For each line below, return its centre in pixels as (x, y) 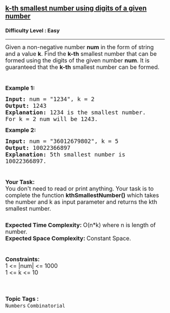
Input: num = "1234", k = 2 (50, 99)
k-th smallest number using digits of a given (76, 8)
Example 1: (20, 88)
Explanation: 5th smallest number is (65, 154)
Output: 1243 (26, 106)
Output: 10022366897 (38, 148)
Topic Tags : (22, 299)
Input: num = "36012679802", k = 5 (62, 141)
